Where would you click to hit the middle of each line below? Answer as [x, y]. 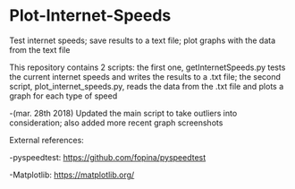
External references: [47, 140]
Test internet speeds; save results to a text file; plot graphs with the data [143, 40]
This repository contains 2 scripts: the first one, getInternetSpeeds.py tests [147, 67]
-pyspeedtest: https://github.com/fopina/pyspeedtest [108, 157]
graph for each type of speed [63, 96]
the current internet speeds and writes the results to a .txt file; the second [145, 76]
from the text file [40, 49]
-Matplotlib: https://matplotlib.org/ [72, 175]
